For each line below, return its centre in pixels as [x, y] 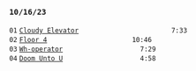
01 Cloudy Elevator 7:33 [98, 31]
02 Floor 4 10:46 [81, 40]
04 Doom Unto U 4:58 [83, 59]
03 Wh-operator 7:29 [83, 50]
